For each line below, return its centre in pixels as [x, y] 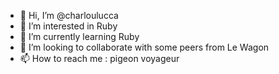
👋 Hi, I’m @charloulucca [69, 15]
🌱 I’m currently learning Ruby [79, 36]
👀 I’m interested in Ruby [68, 26]
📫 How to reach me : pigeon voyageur [99, 58]
